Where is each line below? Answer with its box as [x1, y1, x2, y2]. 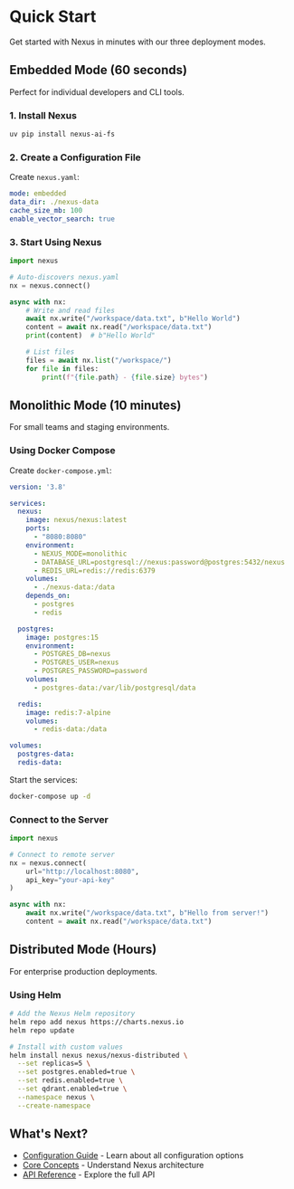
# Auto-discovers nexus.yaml [9, 272, 119, 281]
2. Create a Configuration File [9, 151, 142, 164]
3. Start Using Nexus [9, 235, 102, 248]
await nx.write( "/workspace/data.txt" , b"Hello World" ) [25, 314, 242, 323]
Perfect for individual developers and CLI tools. [9, 86, 185, 97]
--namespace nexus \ [17, 1092, 95, 1101]
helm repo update [9, 1025, 75, 1035]
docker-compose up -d [9, 792, 91, 801]
